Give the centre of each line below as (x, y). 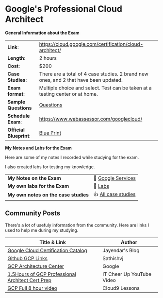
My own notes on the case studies (48, 195)
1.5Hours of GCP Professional (42, 274)
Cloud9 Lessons (121, 288)
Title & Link (53, 242)
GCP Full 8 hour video (32, 288)
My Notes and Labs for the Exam (38, 148)
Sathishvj (113, 258)
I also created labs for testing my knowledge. (50, 167)
